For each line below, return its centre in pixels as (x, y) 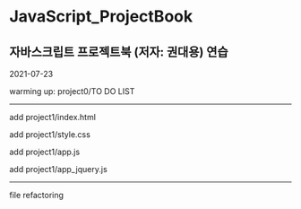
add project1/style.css (50, 135)
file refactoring (37, 195)
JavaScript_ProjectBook (101, 17)
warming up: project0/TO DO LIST (72, 91)
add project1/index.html (53, 117)
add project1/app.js (45, 152)
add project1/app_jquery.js (58, 169)
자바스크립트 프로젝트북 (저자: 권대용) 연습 (119, 52)
